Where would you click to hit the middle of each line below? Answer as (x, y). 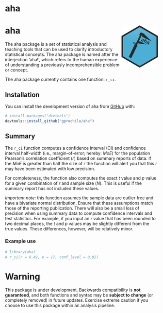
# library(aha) (20, 252)
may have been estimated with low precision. (50, 169)
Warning (23, 276)
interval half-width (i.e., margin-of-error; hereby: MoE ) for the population (78, 153)
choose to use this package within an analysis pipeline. (60, 305)
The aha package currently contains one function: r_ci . (61, 79)
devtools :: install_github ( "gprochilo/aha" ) (50, 121)
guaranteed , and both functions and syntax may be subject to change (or (79, 295)
